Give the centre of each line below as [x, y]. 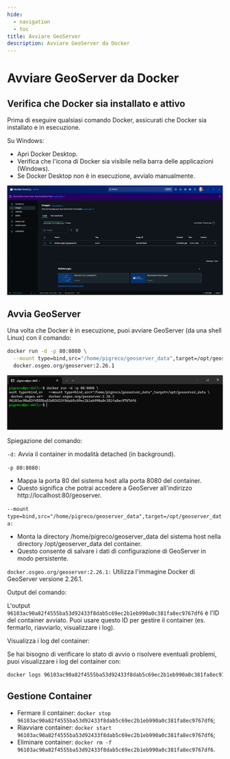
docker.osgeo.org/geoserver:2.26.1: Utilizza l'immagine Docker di [101, 571]
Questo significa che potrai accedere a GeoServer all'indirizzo [105, 488]
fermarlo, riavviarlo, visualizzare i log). [61, 627]
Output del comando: [37, 592]
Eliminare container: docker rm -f [64, 742]
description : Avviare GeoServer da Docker [68, 44]
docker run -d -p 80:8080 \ [47, 351]
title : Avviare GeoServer [44, 36]
